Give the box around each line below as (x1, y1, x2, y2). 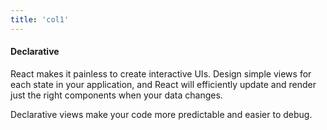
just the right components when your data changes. (10, 89, 223, 101)
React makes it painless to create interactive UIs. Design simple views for (10, 67, 312, 80)
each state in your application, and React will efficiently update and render (10, 78, 317, 90)
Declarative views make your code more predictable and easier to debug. (10, 108, 313, 120)
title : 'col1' (10, 14, 70, 25)
